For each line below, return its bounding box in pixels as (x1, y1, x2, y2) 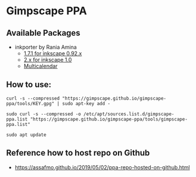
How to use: (6, 80, 52, 90)
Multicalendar (23, 62, 58, 69)
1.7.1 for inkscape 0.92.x (23, 50, 82, 57)
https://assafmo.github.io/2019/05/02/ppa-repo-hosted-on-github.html (14, 163, 190, 170)
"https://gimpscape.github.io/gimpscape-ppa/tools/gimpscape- (30, 116, 188, 122)
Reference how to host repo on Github (6, 148, 150, 158)
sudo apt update (6, 132, 46, 138)
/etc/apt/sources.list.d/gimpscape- (83, 111, 175, 117)
